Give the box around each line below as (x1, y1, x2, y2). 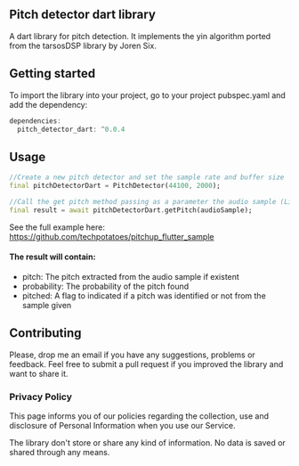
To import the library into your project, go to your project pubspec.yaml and (9, 89, 287, 101)
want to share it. (9, 368, 69, 379)
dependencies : (9, 116, 62, 126)
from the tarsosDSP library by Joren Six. (9, 40, 158, 51)
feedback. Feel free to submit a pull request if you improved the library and (9, 358, 284, 369)
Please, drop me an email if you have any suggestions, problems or (9, 349, 255, 360)
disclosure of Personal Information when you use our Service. (9, 421, 236, 430)
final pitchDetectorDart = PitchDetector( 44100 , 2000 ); (9, 182, 221, 191)
